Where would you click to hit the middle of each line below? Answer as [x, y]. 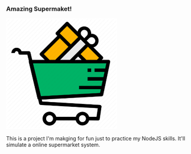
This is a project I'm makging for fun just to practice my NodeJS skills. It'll [96, 139]
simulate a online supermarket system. [53, 145]
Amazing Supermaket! [39, 9]
